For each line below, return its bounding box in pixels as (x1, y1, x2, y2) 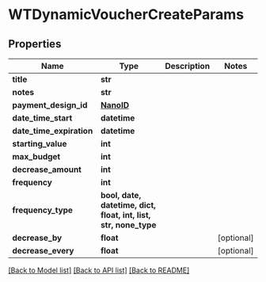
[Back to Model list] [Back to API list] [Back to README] (8, 265, 190, 275)
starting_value (12, 139, 67, 149)
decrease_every (12, 246, 74, 256)
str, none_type (100, 219, 157, 231)
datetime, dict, (100, 200, 157, 211)
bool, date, (100, 190, 142, 200)
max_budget (12, 151, 61, 162)
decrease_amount (12, 164, 82, 175)
